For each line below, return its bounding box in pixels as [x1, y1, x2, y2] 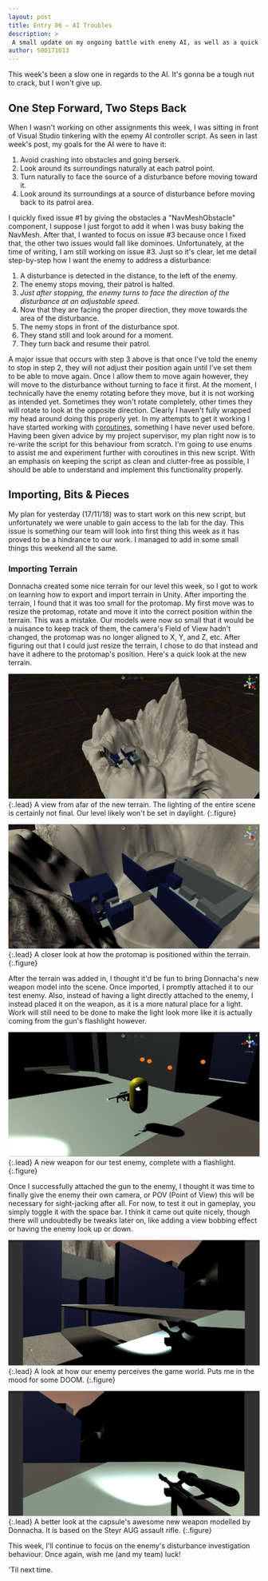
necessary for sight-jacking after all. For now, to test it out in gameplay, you [8, 1199, 256, 1208]
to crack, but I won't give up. [8, 78, 102, 88]
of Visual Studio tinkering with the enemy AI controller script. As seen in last [8, 130, 258, 140]
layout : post [8, 13, 52, 21]
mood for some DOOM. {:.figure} [8, 1375, 116, 1384]
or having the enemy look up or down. [8, 1224, 133, 1234]
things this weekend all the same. [8, 543, 118, 553]
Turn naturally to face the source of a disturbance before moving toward [19, 172, 258, 182]
